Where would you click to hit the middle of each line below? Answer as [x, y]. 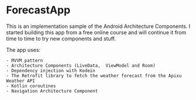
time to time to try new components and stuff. [61, 38]
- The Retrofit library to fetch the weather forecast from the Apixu [94, 76]
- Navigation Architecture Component [52, 91]
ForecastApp [38, 10]
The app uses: [23, 49]
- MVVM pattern [25, 60]
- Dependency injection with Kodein [51, 70]
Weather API [20, 81]
